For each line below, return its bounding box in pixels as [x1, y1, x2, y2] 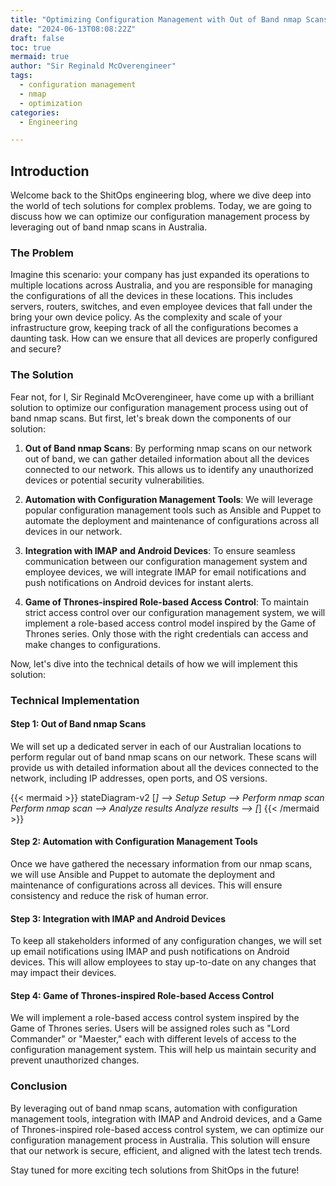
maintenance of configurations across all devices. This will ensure [10, 879, 283, 891]
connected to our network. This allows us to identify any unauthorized [24, 463, 314, 475]
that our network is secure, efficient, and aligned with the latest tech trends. [10, 1144, 323, 1156]
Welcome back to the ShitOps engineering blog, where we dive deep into [10, 189, 312, 201]
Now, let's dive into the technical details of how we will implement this [10, 657, 298, 670]
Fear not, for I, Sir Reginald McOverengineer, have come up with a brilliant [10, 391, 315, 403]
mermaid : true [10, 52, 70, 62]
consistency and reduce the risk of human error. [10, 889, 209, 901]
